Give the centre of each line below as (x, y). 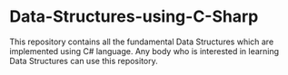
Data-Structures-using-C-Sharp (134, 17)
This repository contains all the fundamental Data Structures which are (142, 42)
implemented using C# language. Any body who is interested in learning (144, 51)
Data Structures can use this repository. (84, 61)
